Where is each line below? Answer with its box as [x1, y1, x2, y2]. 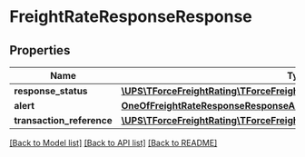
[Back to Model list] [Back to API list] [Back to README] [9, 138, 218, 148]
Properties [9, 43, 71, 58]
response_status [14, 84, 88, 97]
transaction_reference [14, 114, 113, 126]
